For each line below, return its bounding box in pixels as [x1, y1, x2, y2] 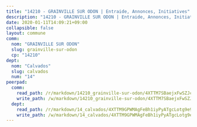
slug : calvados [11, 68, 49, 74]
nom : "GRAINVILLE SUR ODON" [11, 42, 80, 47]
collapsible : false [6, 25, 54, 31]
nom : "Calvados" [11, 63, 51, 69]
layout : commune [6, 30, 46, 36]
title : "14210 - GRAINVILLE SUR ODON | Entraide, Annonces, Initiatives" [6, 8, 191, 15]
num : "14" [11, 74, 35, 80]
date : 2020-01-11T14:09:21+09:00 [6, 19, 88, 25]
